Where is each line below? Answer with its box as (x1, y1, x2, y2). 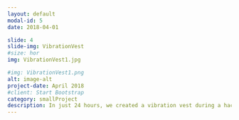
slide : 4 (7, 36, 33, 43)
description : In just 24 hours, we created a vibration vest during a (7, 102, 221, 109)
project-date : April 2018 (7, 82, 84, 89)
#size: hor (7, 50, 40, 57)
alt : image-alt (7, 75, 53, 82)
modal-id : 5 (7, 17, 43, 24)
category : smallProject (7, 95, 78, 103)
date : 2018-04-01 (7, 23, 59, 31)
